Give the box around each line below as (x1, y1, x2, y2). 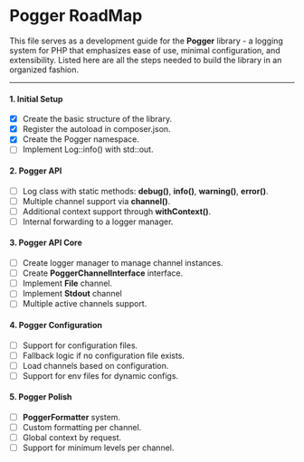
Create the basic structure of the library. (22, 114, 173, 125)
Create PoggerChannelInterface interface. (22, 268, 184, 278)
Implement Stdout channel (22, 288, 122, 299)
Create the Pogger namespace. (22, 134, 140, 145)
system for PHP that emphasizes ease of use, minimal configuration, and (9, 44, 280, 55)
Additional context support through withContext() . (22, 205, 212, 217)
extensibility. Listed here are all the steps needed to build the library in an (9, 54, 282, 65)
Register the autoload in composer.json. (22, 124, 171, 135)
